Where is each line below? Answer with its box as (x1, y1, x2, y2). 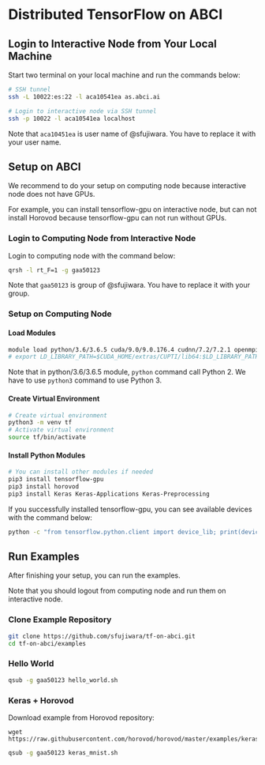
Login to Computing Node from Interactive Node (8, 233, 196, 244)
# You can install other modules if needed (8, 468, 154, 476)
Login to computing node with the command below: (8, 251, 176, 260)
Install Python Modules (8, 450, 86, 460)
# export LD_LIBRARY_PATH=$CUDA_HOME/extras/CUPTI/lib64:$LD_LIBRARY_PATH (8, 353, 259, 361)
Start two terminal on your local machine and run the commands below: (8, 70, 241, 80)
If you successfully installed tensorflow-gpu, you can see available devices (8, 504, 252, 514)
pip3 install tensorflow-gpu (8, 476, 104, 484)
